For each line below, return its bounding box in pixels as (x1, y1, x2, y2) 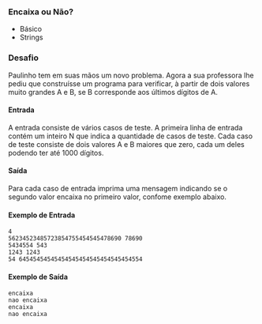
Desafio (8, 52, 39, 63)
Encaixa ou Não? (8, 6, 73, 17)
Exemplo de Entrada (8, 210, 76, 220)
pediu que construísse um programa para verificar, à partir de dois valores (8, 78, 250, 89)
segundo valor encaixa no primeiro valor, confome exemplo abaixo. (8, 192, 227, 202)
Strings (19, 32, 43, 42)
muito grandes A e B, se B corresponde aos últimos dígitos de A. (8, 87, 219, 96)
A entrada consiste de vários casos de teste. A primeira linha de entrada (8, 122, 243, 132)
